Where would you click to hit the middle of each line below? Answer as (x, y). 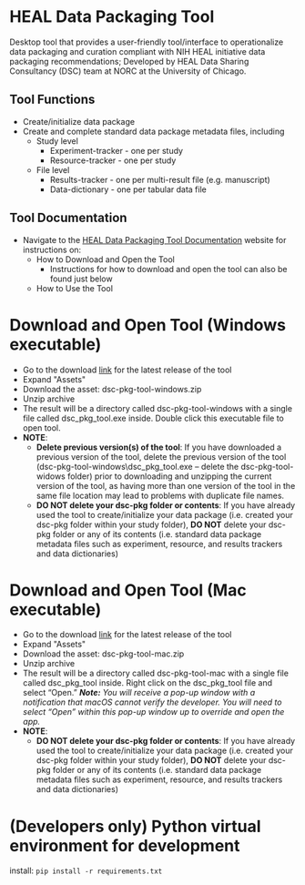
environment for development (125, 845)
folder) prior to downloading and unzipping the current (169, 476)
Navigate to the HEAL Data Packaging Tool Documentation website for (154, 239)
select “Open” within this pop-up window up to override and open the (153, 712)
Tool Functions (52, 100)
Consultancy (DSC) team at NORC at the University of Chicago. (128, 71)
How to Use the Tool (75, 288)
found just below (81, 279)
